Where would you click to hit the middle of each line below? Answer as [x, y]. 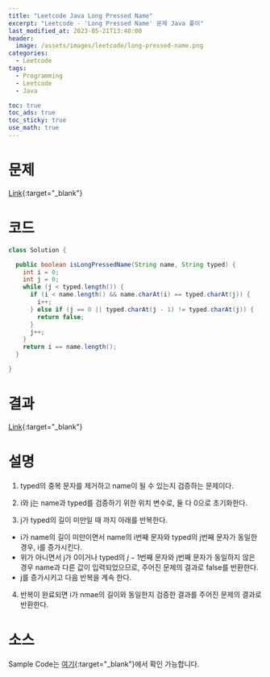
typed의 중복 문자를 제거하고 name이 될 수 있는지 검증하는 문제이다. [127, 485]
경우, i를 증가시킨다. [51, 547]
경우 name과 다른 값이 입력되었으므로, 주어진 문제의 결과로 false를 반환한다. [139, 567]
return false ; [61, 317]
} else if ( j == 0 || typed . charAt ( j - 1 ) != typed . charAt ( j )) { [142, 309]
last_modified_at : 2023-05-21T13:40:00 [75, 31]
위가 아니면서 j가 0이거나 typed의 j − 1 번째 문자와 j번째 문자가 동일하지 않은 [137, 557]
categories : [28, 53]
